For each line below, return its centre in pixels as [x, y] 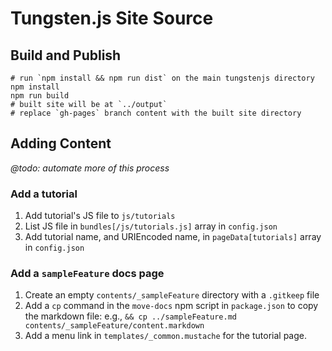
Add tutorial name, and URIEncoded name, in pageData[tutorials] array [173, 237]
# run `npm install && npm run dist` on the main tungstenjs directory [162, 78]
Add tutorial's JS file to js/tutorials [100, 216]
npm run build [40, 96]
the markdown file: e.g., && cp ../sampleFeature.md [130, 316]
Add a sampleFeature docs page [87, 274]
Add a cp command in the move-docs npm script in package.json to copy [171, 306]
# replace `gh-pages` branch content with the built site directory [156, 113]
